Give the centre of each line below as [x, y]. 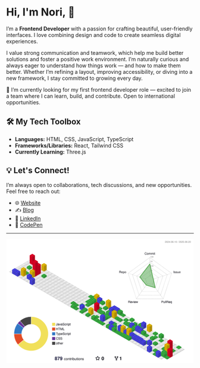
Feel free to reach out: [33, 191]
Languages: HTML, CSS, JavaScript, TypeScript [74, 139]
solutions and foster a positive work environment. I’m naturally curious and [98, 59]
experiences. [22, 41]
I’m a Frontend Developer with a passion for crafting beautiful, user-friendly [99, 29]
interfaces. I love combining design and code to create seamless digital [93, 35]
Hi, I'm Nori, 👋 [41, 12]
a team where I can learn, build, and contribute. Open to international [91, 96]
